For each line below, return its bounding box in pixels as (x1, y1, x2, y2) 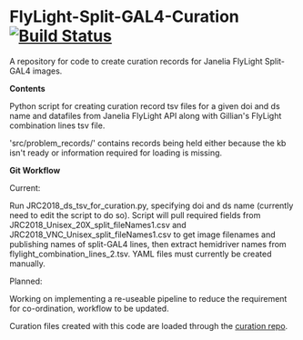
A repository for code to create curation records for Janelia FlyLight (9, 55, 263, 66)
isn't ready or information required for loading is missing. (9, 147, 223, 158)
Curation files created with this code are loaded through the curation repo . (9, 320, 288, 331)
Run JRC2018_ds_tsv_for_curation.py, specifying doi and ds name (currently (9, 200, 294, 211)
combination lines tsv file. (9, 120, 106, 131)
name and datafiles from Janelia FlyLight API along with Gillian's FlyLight (9, 110, 282, 121)
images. (32, 65, 63, 76)
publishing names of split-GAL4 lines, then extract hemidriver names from (9, 238, 287, 249)
